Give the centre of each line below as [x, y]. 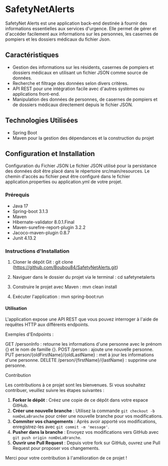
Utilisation [16, 308]
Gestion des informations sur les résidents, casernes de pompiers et [83, 67]
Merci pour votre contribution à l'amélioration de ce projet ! [66, 458]
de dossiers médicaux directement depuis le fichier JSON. [73, 105]
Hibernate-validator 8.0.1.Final [43, 222]
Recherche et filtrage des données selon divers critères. [70, 83]
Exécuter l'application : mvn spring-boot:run [58, 296]
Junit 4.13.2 [24, 238]
